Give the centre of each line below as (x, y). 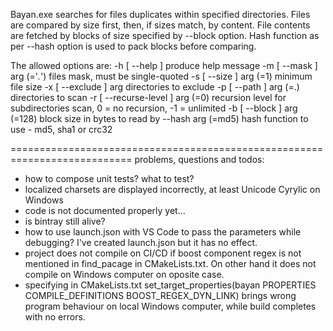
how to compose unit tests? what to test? (109, 178)
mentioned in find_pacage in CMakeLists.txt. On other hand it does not (170, 263)
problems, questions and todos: (199, 159)
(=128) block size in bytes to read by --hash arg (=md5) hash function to (159, 118)
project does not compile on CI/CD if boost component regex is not (163, 253)
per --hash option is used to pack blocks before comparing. (133, 46)
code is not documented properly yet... (105, 210)
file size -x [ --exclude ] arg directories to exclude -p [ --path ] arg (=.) (155, 87)
